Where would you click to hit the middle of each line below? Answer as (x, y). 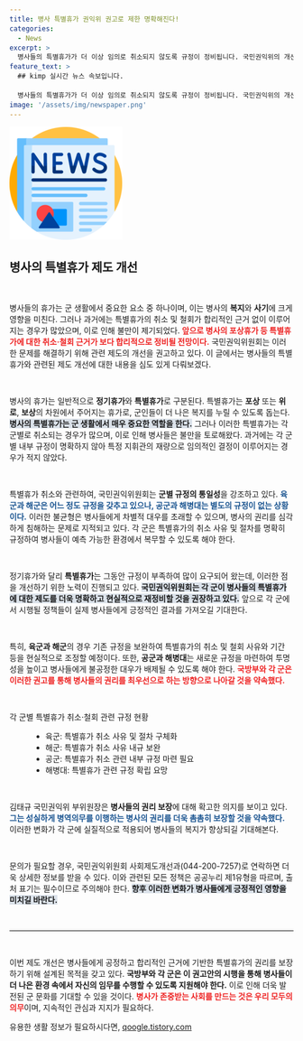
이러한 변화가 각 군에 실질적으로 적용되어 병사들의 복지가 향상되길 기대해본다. (144, 830)
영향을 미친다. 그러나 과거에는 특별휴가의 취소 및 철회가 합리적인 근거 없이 (138, 320)
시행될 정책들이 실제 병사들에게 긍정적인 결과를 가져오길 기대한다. (133, 610)
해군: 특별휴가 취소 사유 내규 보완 (102, 748)
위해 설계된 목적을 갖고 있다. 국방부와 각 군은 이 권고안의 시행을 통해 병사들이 (159, 974)
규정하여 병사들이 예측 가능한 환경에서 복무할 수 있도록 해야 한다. (123, 539)
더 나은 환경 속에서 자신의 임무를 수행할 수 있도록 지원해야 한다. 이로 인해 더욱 (143, 985)
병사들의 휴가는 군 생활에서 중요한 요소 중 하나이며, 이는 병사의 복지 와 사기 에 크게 (151, 308)
